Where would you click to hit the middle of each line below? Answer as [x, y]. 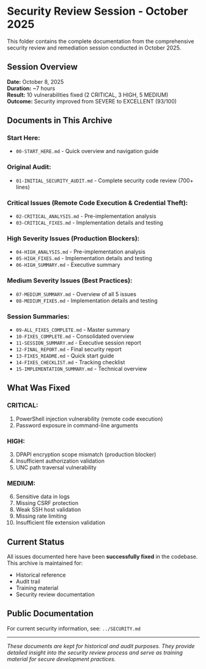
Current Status [36, 542]
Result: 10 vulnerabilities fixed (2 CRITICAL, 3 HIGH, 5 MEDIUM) [88, 95]
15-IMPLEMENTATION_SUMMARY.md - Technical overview [81, 368]
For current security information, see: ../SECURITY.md [74, 628]
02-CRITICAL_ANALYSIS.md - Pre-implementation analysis [86, 216]
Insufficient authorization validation [60, 461]
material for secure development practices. [61, 659]
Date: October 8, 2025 [35, 81]
